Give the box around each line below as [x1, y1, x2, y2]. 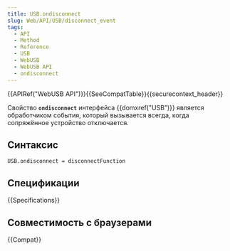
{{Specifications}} [7, 196, 61, 205]
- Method [14, 37, 40, 44]
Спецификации [7, 177, 80, 189]
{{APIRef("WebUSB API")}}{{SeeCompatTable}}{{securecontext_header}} [7, 90, 224, 98]
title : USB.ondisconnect [7, 10, 81, 18]
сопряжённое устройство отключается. [7, 118, 130, 127]
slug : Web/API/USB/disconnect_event [7, 17, 116, 24]
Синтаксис [7, 139, 58, 151]
